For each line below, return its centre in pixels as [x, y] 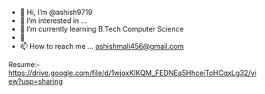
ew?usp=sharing [36, 81]
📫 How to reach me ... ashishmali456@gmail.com [102, 46]
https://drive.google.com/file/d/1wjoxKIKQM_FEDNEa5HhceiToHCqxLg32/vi [132, 73]
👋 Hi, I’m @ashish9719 [56, 12]
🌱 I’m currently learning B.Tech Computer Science [102, 29]
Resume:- [24, 64]
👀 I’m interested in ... [53, 21]
